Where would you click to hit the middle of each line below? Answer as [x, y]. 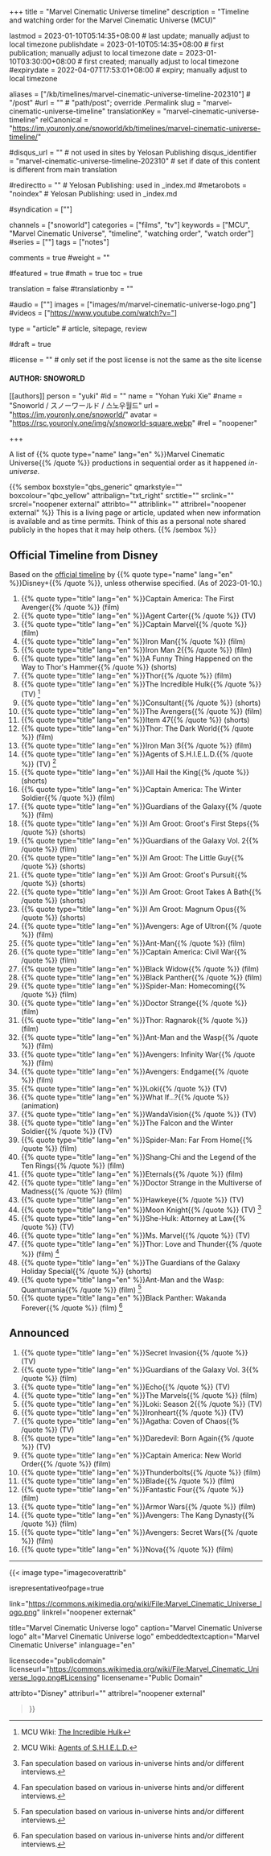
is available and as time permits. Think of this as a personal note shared [128, 522]
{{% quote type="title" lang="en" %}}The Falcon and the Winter [127, 1123]
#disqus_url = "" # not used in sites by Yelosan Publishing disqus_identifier [133, 153]
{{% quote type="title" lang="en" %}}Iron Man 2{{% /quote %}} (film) [136, 650]
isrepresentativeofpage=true [57, 1588]
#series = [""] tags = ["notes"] [59, 242]
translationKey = [134, 111]
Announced [39, 1333]
